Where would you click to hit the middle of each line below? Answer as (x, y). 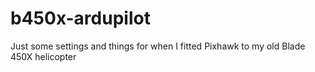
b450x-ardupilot (80, 18)
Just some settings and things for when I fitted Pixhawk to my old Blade (158, 46)
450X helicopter (43, 56)
